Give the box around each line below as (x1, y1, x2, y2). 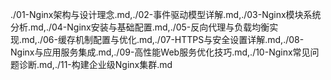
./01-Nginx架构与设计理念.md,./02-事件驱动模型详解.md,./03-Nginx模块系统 (10, 9, 322, 20)
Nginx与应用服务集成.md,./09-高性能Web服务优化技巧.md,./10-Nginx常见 (10, 46, 311, 58)
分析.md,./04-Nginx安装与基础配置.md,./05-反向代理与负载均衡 (10, 21, 270, 33)
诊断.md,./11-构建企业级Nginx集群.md (18, 59, 173, 70)
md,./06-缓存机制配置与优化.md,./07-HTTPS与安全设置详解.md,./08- (21, 34, 305, 45)
